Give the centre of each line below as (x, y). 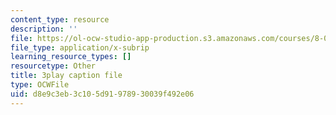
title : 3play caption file (66, 76)
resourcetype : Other (53, 66)
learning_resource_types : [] (71, 57)
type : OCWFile (40, 85)
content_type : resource (60, 19)
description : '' (44, 29)
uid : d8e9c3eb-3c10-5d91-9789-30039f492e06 (102, 94)
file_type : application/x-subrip (80, 47)
